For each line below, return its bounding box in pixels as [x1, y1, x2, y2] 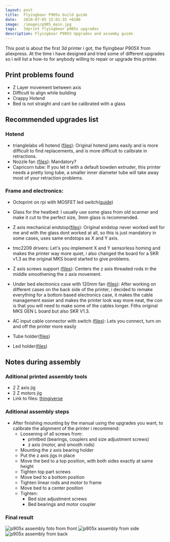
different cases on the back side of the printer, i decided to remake [12, 286, 153, 292]
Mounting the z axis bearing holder [20, 447, 94, 453]
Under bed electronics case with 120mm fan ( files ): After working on [12, 281, 156, 287]
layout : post [5, 7, 33, 13]
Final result [5, 513, 34, 521]
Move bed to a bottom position [20, 474, 85, 480]
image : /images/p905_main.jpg [5, 21, 72, 27]
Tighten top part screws [20, 469, 71, 475]
